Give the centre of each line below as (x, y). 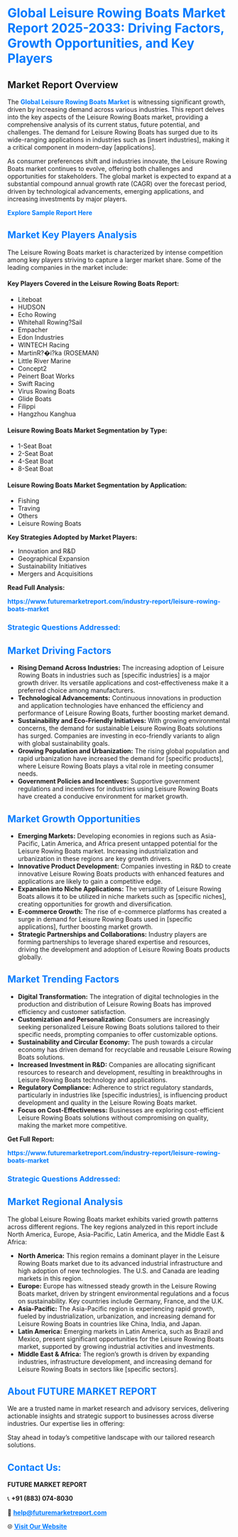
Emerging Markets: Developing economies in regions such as (108, 835)
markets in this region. (50, 1278)
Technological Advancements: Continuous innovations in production (119, 698)
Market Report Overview (63, 84)
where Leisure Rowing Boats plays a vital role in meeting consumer (116, 766)
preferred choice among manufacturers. (76, 691)
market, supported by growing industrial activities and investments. (116, 1346)
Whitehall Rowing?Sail (50, 323)
